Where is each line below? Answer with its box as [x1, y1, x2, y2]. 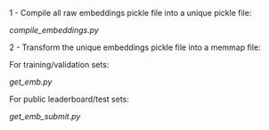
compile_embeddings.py [9, 25, 100, 35]
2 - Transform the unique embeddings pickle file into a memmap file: [9, 42, 261, 53]
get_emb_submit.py [9, 111, 81, 121]
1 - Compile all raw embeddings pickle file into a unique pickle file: [9, 8, 252, 18]
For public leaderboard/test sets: [9, 93, 129, 104]
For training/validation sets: [9, 60, 110, 69]
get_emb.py [9, 77, 53, 87]
